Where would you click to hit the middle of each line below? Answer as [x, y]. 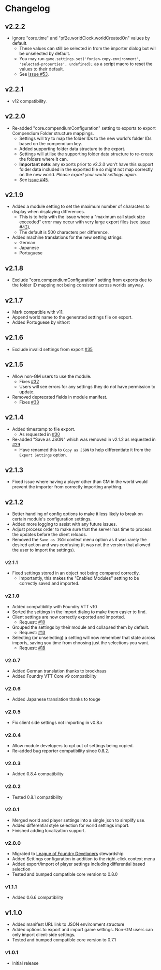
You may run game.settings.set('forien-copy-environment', [80, 59]
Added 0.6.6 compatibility [38, 897]
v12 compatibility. [29, 101]
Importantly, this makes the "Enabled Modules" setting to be [79, 578]
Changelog [28, 8]
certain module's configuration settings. [52, 519]
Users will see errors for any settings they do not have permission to [87, 386]
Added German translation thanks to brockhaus [59, 671]
